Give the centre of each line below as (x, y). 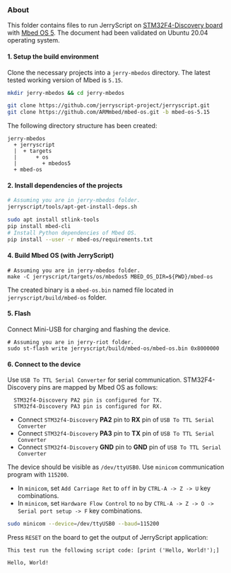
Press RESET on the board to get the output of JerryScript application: (108, 538)
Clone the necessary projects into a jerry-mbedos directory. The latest (109, 72)
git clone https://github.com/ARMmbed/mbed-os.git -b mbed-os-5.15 (109, 112)
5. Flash (19, 314)
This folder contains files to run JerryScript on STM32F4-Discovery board (115, 25)
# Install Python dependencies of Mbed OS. (72, 233)
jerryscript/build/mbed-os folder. (57, 297)
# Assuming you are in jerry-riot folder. (71, 342)
